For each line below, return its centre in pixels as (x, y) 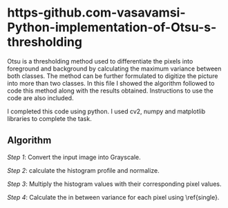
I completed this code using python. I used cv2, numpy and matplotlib (106, 111)
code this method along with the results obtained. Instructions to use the (111, 91)
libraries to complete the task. (49, 118)
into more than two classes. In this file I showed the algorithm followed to (111, 83)
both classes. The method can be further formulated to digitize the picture (113, 76)
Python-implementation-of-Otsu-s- (112, 27)
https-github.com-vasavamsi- (96, 13)
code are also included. (40, 97)
